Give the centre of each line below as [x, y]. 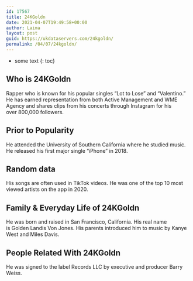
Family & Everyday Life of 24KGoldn [73, 208]
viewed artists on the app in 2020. [47, 189]
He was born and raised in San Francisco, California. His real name [87, 222]
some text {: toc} [35, 61]
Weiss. [14, 273]
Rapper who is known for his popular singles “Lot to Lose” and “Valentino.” [96, 93]
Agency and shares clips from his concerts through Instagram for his [89, 105]
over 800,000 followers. [35, 112]
